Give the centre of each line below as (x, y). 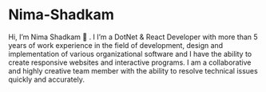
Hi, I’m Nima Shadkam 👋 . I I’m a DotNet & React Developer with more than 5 (133, 37)
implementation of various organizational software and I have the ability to (130, 54)
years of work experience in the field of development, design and (116, 45)
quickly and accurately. (47, 79)
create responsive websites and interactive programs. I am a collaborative (130, 62)
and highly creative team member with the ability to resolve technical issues (133, 70)
